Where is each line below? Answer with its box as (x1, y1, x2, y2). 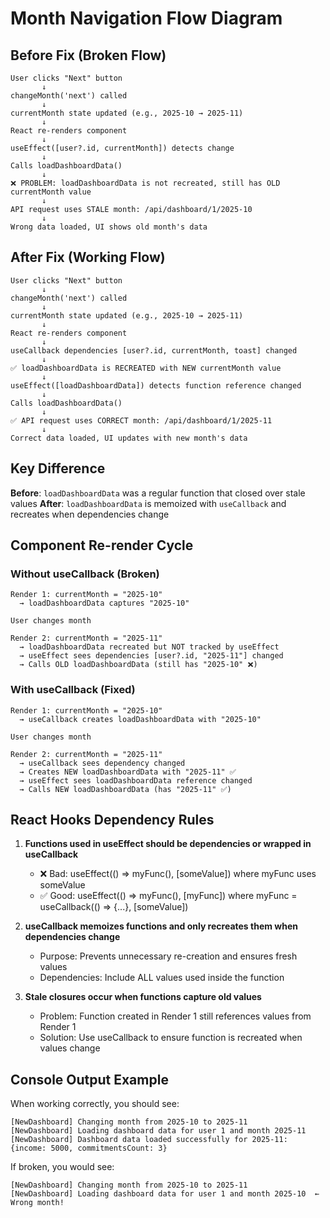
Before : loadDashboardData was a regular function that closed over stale (10, 487, 306, 499)
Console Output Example (10, 1071, 169, 1088)
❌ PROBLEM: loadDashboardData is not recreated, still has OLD (10, 178, 281, 188)
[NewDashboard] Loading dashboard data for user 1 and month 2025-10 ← (10, 1189, 320, 1199)
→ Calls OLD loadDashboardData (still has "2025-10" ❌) (19, 660, 258, 670)
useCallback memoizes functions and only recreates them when (24, 920, 298, 932)
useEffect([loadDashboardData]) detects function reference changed (10, 380, 302, 391)
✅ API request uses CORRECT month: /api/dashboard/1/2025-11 (10, 415, 273, 426)
